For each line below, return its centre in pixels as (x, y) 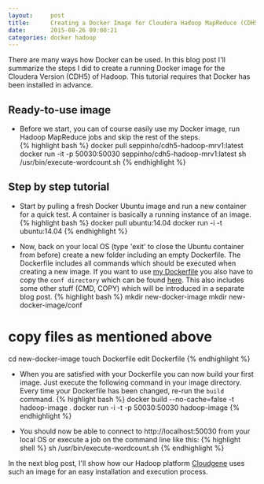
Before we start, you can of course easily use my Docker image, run (130, 129)
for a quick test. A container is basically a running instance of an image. (135, 214)
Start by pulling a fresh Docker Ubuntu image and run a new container (133, 206)
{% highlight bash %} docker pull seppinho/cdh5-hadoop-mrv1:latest (131, 146)
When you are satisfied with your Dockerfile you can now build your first (136, 374)
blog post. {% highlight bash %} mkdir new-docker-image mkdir (123, 296)
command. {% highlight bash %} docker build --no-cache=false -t (126, 399)
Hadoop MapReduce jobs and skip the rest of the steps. (110, 137)
